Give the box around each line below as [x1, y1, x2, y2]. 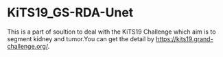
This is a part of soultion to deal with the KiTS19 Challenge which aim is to [7, 27, 216, 36]
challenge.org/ [7, 42, 48, 50]
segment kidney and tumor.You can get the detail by [7, 34, 154, 43]
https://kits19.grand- [155, 34, 214, 43]
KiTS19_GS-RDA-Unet [7, 5, 134, 21]
